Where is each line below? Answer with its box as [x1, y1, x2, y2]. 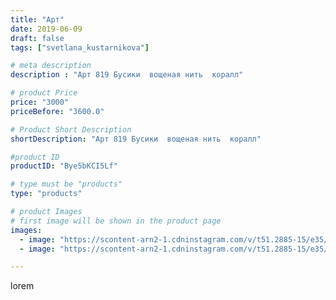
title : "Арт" [10, 14, 65, 25]
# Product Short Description [10, 124, 132, 135]
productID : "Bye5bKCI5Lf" [10, 161, 118, 171]
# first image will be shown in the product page [10, 216, 222, 226]
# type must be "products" [10, 179, 123, 190]
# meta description [10, 61, 92, 71]
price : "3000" [10, 97, 70, 107]
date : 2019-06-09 [10, 24, 83, 34]
